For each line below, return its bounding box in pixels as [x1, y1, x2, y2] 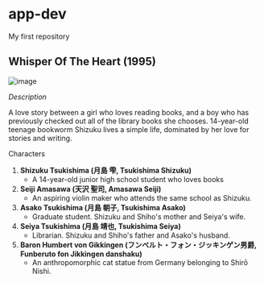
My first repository [8, 31, 70, 41]
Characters [8, 148, 46, 158]
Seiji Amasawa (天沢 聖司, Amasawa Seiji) [19, 184, 162, 193]
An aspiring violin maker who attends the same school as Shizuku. [31, 193, 252, 202]
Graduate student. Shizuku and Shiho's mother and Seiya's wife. [31, 211, 246, 222]
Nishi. [31, 266, 52, 276]
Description [8, 92, 47, 102]
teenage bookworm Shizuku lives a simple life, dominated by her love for [8, 124, 250, 134]
